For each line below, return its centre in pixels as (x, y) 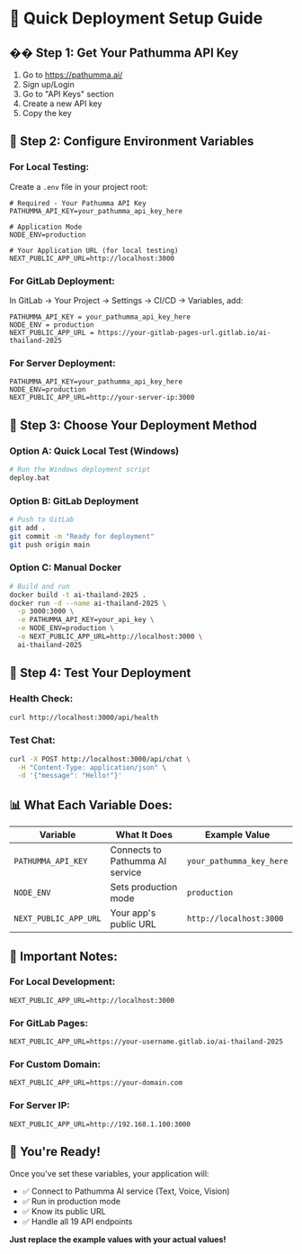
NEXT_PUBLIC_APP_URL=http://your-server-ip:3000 (102, 398)
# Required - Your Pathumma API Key (78, 203)
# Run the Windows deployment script (80, 469)
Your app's (133, 913)
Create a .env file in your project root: (79, 186)
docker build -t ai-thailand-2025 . (78, 595)
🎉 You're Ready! (55, 1152)
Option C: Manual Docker (65, 568)
